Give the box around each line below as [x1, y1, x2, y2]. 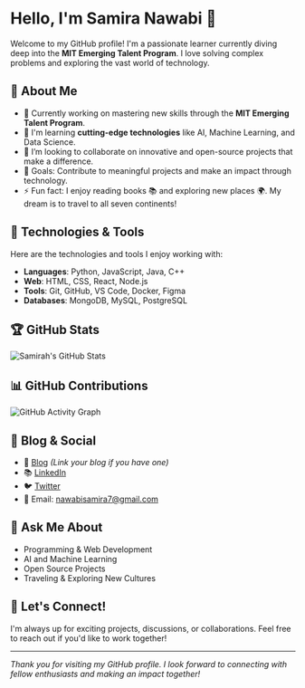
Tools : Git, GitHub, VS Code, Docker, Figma [23, 285, 186, 296]
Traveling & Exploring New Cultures [23, 572, 157, 583]
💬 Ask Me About [10, 520, 103, 535]
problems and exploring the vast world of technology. [10, 57, 211, 68]
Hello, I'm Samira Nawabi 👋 [10, 8, 217, 29]
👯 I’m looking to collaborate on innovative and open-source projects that [23, 146, 293, 157]
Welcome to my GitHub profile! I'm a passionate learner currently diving [10, 38, 278, 49]
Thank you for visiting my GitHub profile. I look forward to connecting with [10, 658, 288, 669]
